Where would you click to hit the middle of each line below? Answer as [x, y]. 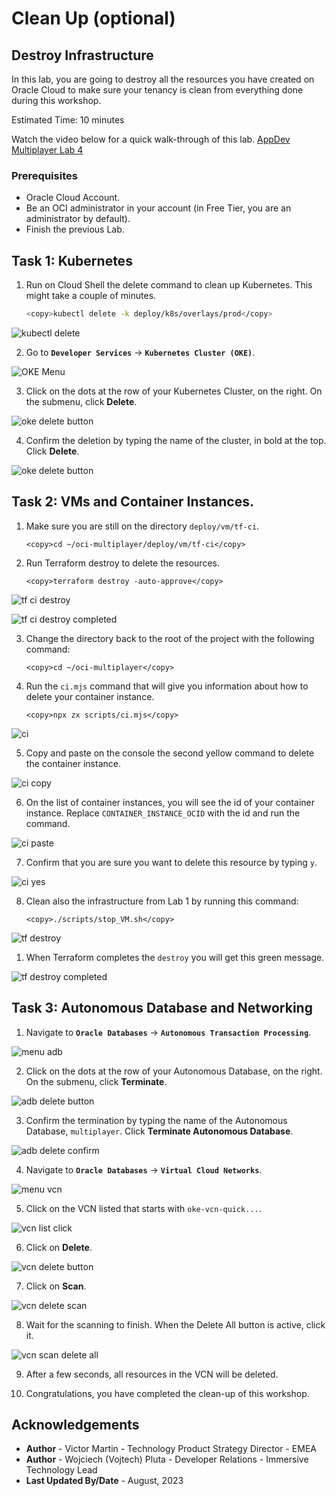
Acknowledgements [75, 1425]
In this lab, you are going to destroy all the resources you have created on [163, 79]
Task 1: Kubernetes [72, 260]
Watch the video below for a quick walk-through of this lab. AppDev [151, 139]
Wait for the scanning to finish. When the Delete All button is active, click [175, 1324]
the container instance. [73, 763]
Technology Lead [61, 1470]
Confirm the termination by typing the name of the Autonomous [156, 1120]
